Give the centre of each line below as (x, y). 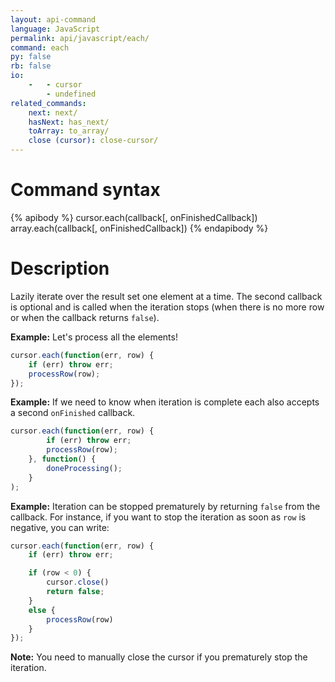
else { (42, 610)
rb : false (31, 66)
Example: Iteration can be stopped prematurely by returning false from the (165, 506)
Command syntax (85, 190)
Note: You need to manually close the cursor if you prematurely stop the (159, 657)
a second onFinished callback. (73, 413)
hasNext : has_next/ (69, 122)
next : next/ (53, 112)
